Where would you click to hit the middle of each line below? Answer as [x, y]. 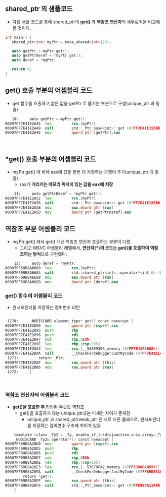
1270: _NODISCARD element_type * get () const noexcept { [70, 321]
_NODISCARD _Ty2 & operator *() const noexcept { [64, 439]
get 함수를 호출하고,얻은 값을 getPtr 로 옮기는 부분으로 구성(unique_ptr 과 [83, 103]
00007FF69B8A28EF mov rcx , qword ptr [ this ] [61, 481]
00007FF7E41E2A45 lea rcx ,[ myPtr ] [51, 124]
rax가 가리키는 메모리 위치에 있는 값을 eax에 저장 [66, 185]
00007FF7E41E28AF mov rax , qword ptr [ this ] [61, 363]
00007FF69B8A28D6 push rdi [42, 453]
